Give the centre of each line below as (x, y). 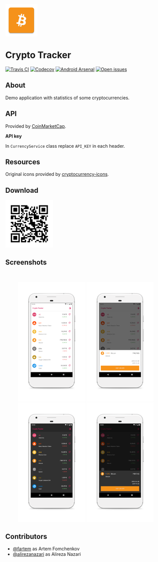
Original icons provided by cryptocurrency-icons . (57, 174)
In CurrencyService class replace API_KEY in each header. (65, 146)
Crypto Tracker (38, 55)
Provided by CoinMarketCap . (36, 126)
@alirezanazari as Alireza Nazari (47, 554)
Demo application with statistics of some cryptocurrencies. (67, 98)
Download (22, 190)
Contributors (26, 536)
